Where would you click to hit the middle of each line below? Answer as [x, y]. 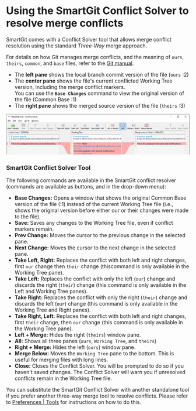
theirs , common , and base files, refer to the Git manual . [70, 63]
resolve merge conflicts [65, 23]
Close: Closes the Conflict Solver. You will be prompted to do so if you [99, 366]
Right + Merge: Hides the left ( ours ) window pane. [75, 347]
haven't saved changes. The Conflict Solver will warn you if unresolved [100, 372]
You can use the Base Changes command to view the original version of [99, 93]
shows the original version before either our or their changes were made [101, 210]
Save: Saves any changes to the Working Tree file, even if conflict [94, 222]
